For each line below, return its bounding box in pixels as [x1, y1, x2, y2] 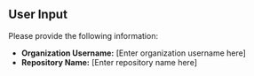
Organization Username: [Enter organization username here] [20, 48, 246, 58]
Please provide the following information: [8, 30, 159, 41]
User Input [8, 7, 68, 22]
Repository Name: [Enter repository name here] [20, 57, 197, 67]
